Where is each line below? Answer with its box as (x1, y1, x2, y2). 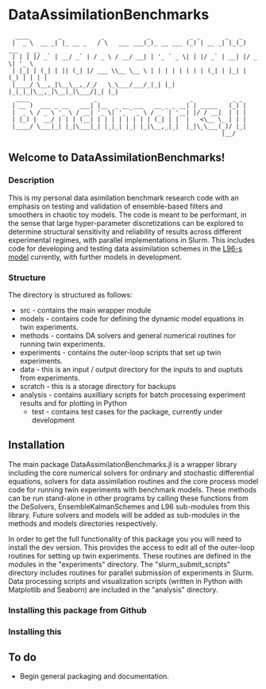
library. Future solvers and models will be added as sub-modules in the (8, 510, 241, 520)
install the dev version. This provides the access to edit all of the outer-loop (8, 543, 256, 552)
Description (8, 175, 55, 186)
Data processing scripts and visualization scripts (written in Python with (8, 576, 243, 586)
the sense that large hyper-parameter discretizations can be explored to (8, 218, 244, 228)
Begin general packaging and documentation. (19, 671, 169, 681)
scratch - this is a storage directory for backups (19, 381, 176, 391)
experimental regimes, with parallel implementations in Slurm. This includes (8, 235, 256, 244)
